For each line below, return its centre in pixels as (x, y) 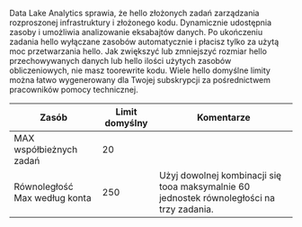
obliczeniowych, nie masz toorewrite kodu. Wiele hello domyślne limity (140, 70)
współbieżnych (46, 150)
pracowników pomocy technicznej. (74, 90)
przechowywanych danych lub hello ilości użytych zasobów (120, 61)
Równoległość (44, 186)
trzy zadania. (186, 209)
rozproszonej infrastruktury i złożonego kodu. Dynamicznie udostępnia (141, 23)
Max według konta (53, 198)
